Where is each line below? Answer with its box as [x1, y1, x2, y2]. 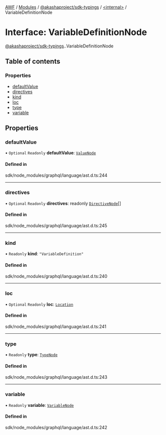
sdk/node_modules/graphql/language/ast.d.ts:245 [5, 223, 108, 229]
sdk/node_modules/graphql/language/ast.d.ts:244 [5, 172, 108, 178]
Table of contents [5, 57, 60, 66]
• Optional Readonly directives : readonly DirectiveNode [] [5, 200, 122, 206]
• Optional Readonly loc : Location [5, 301, 74, 307]
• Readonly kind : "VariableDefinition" [5, 251, 84, 257]
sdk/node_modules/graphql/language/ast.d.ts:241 [5, 323, 107, 330]
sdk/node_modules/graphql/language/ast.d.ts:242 [5, 425, 108, 431]
